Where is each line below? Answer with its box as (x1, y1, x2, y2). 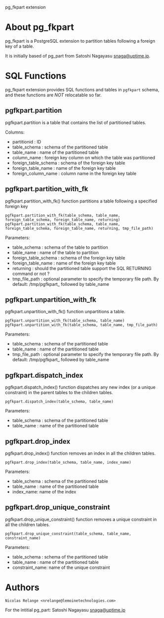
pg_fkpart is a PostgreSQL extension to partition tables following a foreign (5, 38, 156, 44)
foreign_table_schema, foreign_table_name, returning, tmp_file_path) (5, 226, 154, 231)
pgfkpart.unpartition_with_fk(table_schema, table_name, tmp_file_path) (5, 323, 158, 328)
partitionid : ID (12, 138, 41, 144)
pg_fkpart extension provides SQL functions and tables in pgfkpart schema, (5, 86, 160, 92)
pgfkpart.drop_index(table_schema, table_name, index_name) (5, 460, 132, 465)
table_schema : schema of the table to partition (12, 244, 109, 250)
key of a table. (5, 43, 35, 49)
